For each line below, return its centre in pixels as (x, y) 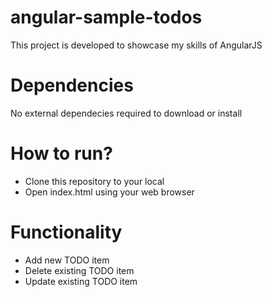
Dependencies (72, 85)
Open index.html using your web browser (109, 192)
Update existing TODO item (81, 281)
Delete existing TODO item (79, 270)
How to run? (61, 153)
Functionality (66, 232)
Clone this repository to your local (94, 181)
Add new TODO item (67, 260)
